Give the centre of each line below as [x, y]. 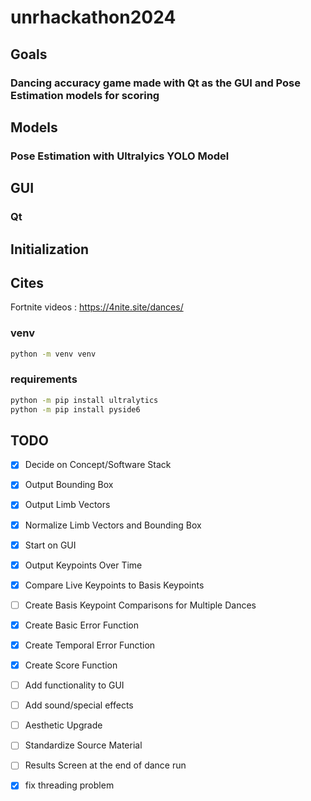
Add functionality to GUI [74, 685]
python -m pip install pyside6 [75, 409]
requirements [44, 379]
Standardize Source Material [83, 745]
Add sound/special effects [79, 705]
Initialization [50, 249]
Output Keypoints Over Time [83, 565]
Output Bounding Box [69, 485]
